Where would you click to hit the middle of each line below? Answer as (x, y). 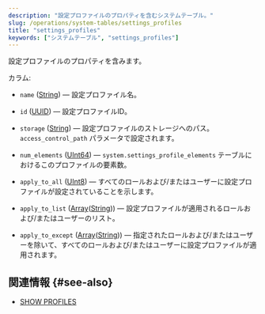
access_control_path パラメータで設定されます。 (99, 138)
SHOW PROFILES (48, 302)
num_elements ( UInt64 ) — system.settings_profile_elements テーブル (132, 155)
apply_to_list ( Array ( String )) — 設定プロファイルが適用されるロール (132, 208)
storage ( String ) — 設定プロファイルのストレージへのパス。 (116, 128)
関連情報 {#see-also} (61, 282)
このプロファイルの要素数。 (86, 165)
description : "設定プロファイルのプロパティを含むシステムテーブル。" (111, 15)
